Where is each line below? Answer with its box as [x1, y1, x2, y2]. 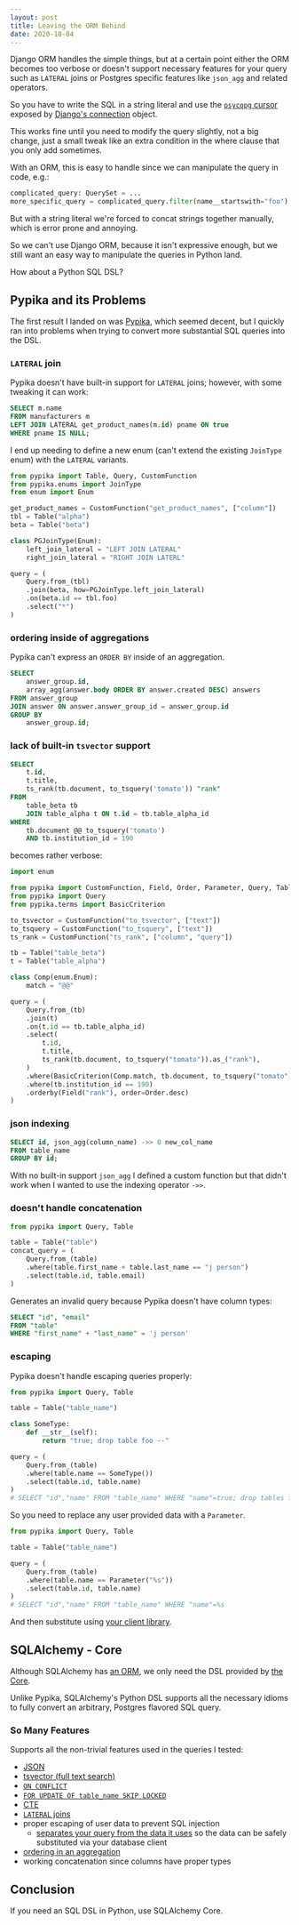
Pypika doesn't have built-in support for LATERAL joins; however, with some [10, 377, 282, 388]
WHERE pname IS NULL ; [10, 429, 90, 437]
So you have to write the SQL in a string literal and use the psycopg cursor [10, 100, 279, 110]
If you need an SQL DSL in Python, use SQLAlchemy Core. [10, 1905, 224, 1916]
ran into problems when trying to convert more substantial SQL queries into [10, 325, 286, 336]
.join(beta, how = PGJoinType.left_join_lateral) [26, 586, 205, 595]
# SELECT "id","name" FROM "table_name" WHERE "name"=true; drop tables [10, 1494, 285, 1503]
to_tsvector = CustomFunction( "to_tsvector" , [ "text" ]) [10, 916, 221, 925]
